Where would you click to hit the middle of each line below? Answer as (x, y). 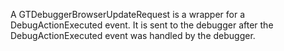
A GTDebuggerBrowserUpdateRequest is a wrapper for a (127, 14)
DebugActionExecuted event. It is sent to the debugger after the (142, 25)
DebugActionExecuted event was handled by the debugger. (133, 35)
